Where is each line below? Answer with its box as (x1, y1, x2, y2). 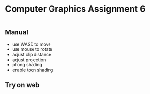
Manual (5, 28, 28, 37)
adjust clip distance (12, 51, 51, 57)
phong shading (12, 62, 43, 67)
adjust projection (12, 57, 46, 63)
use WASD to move (12, 41, 51, 47)
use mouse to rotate (12, 46, 52, 52)
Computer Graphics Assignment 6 (5, 3, 146, 15)
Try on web (5, 81, 40, 89)
